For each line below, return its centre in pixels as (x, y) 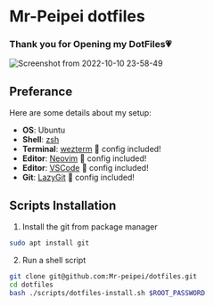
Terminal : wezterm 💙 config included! (92, 149)
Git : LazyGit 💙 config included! (78, 177)
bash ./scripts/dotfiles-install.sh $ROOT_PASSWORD (107, 293)
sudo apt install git (49, 243)
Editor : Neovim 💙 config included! (84, 158)
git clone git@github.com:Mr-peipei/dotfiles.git (103, 276)
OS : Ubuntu (44, 130)
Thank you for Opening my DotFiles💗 (91, 44)
